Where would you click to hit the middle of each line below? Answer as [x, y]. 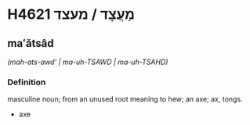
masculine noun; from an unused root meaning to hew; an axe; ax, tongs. [125, 99]
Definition [27, 82]
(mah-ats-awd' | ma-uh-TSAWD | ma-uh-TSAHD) [88, 62]
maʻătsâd [31, 43]
